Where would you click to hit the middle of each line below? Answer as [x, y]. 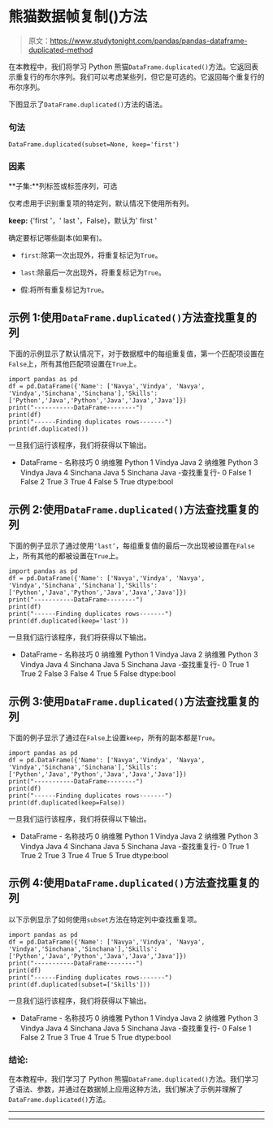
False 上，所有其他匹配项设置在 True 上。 [75, 364]
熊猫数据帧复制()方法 [78, 17]
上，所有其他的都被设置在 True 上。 [66, 556]
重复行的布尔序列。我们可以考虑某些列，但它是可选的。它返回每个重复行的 [140, 76]
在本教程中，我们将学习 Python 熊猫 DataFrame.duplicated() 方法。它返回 [130, 67]
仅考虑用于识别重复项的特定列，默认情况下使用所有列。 [101, 203]
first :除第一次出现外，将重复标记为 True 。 [91, 255]
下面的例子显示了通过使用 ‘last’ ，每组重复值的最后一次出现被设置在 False [132, 546]
